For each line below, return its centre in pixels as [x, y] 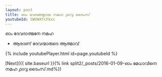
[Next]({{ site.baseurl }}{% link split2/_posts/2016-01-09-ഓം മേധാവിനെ [81, 63]
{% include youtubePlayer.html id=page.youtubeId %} [62, 54]
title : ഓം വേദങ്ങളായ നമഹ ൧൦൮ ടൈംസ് [48, 15]
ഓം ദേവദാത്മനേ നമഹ [30, 34]
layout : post [19, 10]
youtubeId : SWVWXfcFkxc [30, 19]
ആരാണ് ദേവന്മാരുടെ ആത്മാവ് [46, 44]
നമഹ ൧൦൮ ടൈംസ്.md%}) [33, 69]
